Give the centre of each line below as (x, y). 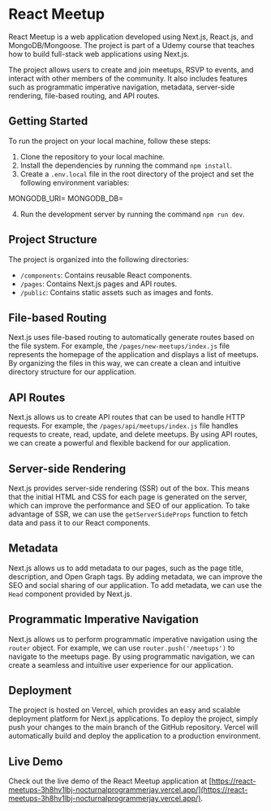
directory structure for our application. (72, 372)
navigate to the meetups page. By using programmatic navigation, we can (132, 656)
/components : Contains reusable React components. (106, 275)
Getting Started (48, 122)
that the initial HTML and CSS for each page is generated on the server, (128, 497)
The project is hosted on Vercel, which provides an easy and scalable (125, 710)
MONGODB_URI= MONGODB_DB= (66, 198)
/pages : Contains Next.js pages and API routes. (99, 283)
